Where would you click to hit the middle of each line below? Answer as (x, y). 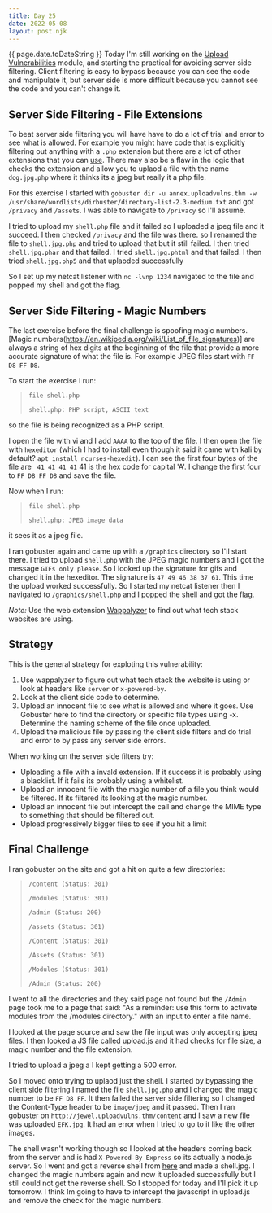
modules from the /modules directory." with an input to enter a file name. (130, 1016)
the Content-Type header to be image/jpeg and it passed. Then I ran (122, 1106)
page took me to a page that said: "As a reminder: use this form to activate (133, 1007)
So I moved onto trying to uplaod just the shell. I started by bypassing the (131, 1080)
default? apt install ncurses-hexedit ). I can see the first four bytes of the (133, 458)
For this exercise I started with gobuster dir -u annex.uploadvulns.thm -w (133, 193)
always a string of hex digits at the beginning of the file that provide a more (134, 348)
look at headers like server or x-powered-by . (93, 688)
